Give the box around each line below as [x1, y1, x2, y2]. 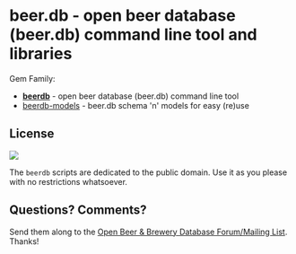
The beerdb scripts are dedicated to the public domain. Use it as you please [9, 167, 288, 178]
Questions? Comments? [9, 203, 147, 218]
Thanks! [9, 235, 39, 247]
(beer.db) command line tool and [9, 24, 257, 45]
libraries [9, 44, 73, 64]
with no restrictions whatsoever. [9, 176, 128, 187]
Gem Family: [9, 73, 56, 83]
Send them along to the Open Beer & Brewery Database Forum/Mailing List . [9, 226, 288, 237]
